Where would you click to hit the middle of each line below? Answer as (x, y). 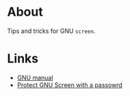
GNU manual (35, 77)
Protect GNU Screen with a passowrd (70, 85)
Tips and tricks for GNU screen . (51, 31)
